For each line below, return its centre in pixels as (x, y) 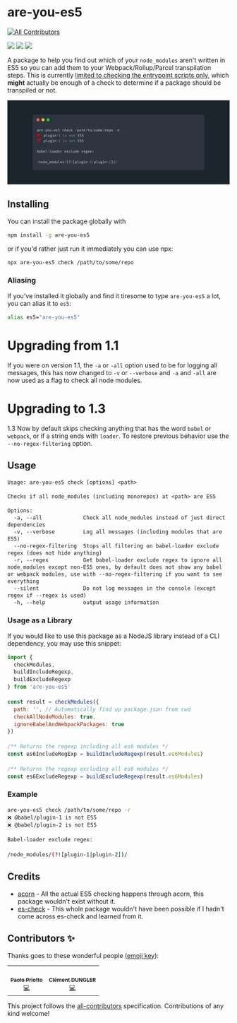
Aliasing (22, 280)
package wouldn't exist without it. (67, 901)
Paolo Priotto (26, 980)
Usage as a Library (40, 620)
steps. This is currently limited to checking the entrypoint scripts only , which (118, 75)
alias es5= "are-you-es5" (44, 317)
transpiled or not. (32, 90)
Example (23, 794)
